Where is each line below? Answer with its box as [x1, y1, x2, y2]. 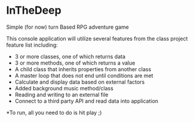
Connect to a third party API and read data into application [14, 97, 159, 105]
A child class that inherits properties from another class [14, 65, 152, 72]
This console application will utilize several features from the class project [6, 35, 188, 42]
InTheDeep [6, 4, 61, 17]
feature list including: [6, 41, 58, 48]
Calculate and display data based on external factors [14, 78, 145, 86]
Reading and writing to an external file [14, 91, 109, 98]
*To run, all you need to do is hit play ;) [6, 109, 102, 116]
